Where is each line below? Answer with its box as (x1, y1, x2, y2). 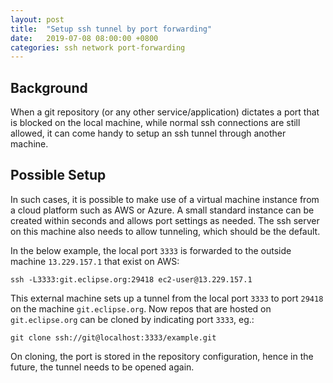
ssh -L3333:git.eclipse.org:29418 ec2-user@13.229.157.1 (10, 274, 253, 285)
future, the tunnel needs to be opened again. (10, 361, 195, 373)
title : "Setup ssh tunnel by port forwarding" (10, 24, 213, 34)
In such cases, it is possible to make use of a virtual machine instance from (10, 193, 320, 205)
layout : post (10, 14, 65, 25)
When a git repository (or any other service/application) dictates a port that (10, 106, 320, 118)
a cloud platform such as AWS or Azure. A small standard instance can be (10, 204, 315, 216)
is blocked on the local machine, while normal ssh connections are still (10, 117, 301, 129)
